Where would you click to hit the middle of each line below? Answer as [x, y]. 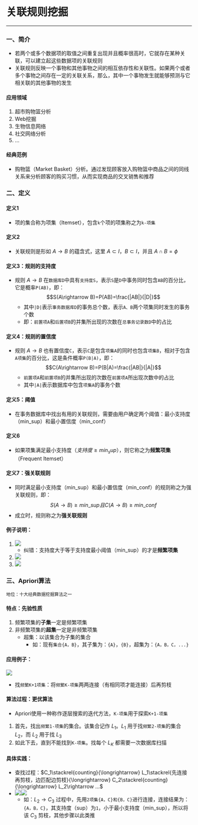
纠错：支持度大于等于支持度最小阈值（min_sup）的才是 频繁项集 [101, 550]
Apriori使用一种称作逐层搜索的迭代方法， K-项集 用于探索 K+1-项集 [91, 713]
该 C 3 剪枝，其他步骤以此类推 [59, 816]
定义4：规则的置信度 [31, 336]
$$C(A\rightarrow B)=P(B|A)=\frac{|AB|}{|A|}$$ [103, 368]
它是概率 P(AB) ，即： [39, 287]
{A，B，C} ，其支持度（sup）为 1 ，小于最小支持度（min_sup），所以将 [106, 808]
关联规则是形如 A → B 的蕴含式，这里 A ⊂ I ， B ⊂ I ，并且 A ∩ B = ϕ [96, 251]
